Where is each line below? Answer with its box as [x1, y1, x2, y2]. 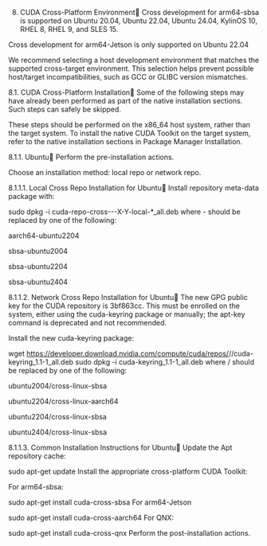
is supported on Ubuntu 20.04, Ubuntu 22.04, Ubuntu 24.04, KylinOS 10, [19, 16, 257, 25]
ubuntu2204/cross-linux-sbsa [8, 412, 108, 421]
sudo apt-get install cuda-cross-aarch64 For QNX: [8, 513, 174, 522]
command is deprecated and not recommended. [8, 318, 167, 327]
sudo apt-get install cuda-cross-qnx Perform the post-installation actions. [8, 528, 251, 537]
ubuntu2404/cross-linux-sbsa [8, 427, 108, 437]
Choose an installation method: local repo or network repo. [8, 168, 202, 177]
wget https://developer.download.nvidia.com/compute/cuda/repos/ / [8, 349, 232, 358]
